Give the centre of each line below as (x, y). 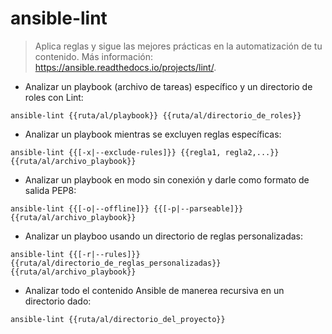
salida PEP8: (50, 190)
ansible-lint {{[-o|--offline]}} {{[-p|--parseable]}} (127, 208)
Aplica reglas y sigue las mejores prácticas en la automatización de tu (178, 46)
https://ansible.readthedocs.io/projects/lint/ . (125, 67)
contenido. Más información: (94, 56)
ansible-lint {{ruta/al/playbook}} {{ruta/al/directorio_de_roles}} (156, 115)
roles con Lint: (54, 97)
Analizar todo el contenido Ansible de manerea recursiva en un (154, 290)
